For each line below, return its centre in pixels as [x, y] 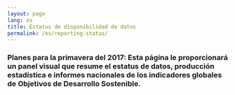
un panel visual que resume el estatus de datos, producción [111, 66]
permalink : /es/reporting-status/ [58, 33]
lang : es [20, 20]
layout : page [26, 14]
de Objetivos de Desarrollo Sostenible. [74, 84]
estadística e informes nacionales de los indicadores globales [115, 75]
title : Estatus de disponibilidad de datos [72, 27]
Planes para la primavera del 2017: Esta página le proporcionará [117, 58]
